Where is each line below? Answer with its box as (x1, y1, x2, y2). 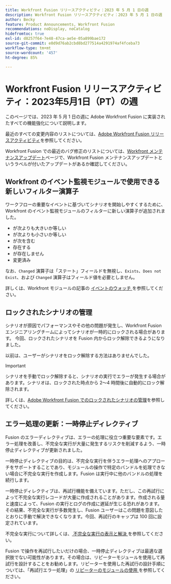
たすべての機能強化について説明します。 (5, 120, 89, 126)
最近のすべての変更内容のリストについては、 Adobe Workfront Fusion (5, 131, 150, 137)
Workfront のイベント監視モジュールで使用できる (5, 177, 160, 186)
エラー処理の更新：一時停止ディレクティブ (5, 419, 138, 428)
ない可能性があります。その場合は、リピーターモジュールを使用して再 (18, 554, 165, 560)
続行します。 (5, 477, 32, 483)
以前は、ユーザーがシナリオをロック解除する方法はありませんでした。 (5, 352, 152, 358)
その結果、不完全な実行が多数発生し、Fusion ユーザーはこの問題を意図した (5, 507, 163, 513)
